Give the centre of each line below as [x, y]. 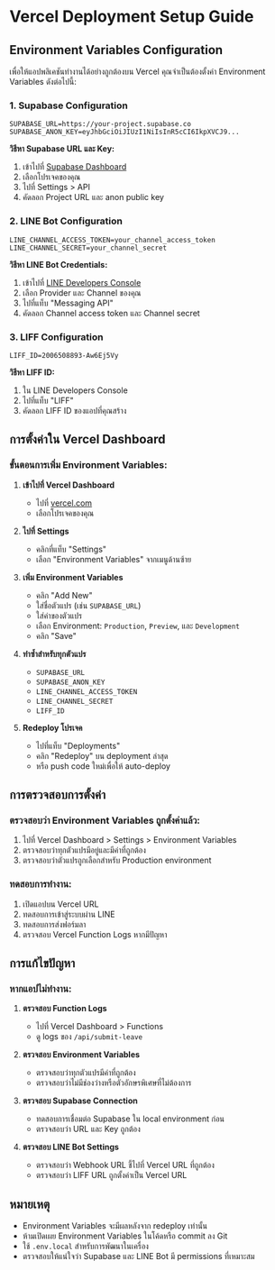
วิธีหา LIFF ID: [32, 372]
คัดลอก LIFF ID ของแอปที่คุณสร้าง [74, 410]
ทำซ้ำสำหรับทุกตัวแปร [54, 653]
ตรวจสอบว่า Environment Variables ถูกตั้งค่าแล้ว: [105, 820]
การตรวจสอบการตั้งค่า [58, 795]
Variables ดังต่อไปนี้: [43, 82]
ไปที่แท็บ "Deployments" [78, 745]
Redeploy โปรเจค [52, 727]
